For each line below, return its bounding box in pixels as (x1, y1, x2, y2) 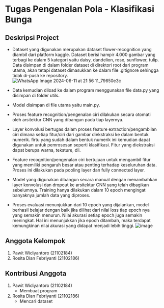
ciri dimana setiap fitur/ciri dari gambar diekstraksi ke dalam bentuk (12, 132, 149, 137)
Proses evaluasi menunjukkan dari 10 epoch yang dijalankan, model (12, 202, 149, 207)
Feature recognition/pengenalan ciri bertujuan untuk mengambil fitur (12, 157, 151, 163)
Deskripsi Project (5, 33, 59, 42)
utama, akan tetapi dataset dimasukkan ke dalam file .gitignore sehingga (12, 67, 159, 73)
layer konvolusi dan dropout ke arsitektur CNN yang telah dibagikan (12, 182, 149, 188)
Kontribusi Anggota (5, 269, 67, 278)
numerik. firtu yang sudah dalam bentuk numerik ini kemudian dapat (12, 137, 151, 142)
